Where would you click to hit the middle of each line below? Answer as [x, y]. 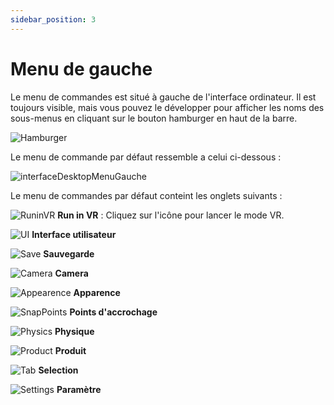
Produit [70, 350]
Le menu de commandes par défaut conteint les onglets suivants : [146, 195]
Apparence [97, 292]
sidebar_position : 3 [53, 19]
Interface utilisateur [74, 234]
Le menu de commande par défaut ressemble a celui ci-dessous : [146, 157]
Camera [71, 273]
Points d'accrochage [113, 312]
